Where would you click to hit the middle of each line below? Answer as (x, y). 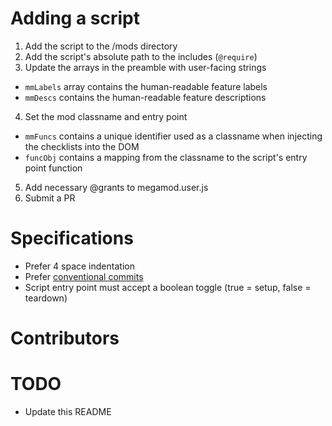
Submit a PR (50, 198)
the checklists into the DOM (82, 146)
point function (53, 168)
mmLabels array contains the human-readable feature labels (146, 86)
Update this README (68, 411)
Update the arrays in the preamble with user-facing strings (145, 67)
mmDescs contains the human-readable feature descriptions (145, 97)
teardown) (46, 298)
